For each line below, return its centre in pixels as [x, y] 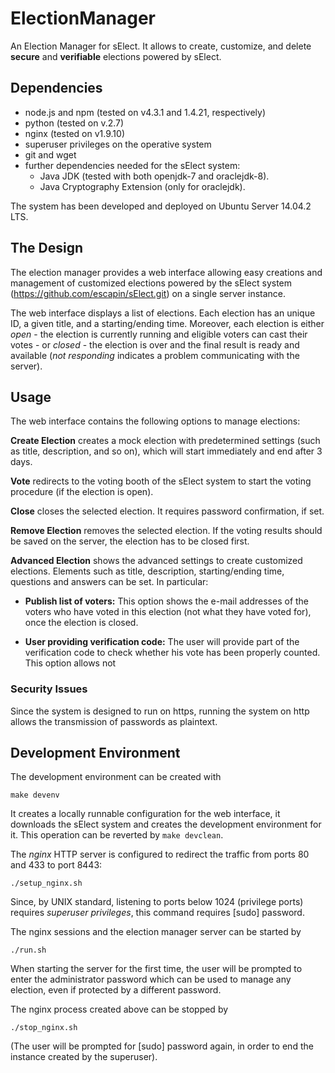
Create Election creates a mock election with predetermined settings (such [165, 441]
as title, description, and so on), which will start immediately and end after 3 [166, 451]
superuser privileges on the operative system [118, 144]
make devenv [35, 795]
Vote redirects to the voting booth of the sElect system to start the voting [161, 481]
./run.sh [28, 950]
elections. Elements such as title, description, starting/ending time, [147, 571]
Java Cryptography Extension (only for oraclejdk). [142, 186]
